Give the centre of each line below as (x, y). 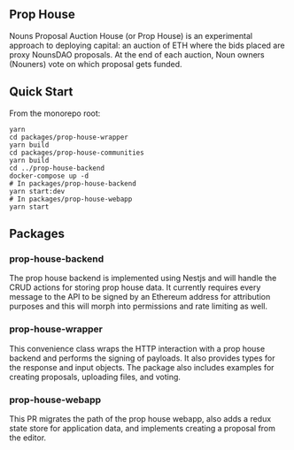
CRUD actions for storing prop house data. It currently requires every (135, 287)
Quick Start (41, 92)
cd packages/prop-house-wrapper (69, 137)
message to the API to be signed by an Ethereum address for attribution (140, 297)
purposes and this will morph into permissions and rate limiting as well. (139, 306)
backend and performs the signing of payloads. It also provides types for (143, 358)
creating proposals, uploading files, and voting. (95, 377)
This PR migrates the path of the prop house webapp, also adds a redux (140, 418)
